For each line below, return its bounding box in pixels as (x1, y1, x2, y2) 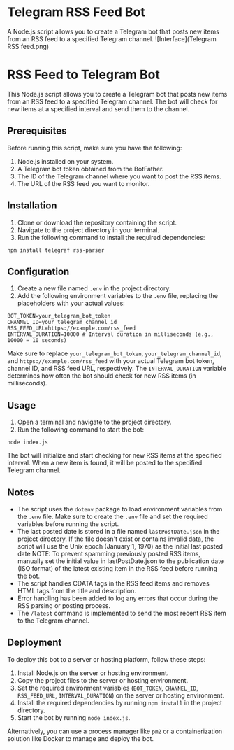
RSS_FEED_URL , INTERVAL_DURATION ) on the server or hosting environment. (17, 691, 225, 700)
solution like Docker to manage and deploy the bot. (7, 734, 154, 742)
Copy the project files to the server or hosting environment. (17, 676, 189, 684)
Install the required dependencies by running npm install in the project (17, 698, 222, 707)
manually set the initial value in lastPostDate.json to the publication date (17, 557, 224, 565)
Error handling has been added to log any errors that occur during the (17, 594, 219, 602)
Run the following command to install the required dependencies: (17, 233, 205, 241)
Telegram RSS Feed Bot (7, 4, 145, 20)
